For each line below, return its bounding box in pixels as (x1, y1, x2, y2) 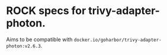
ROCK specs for (6, 4, 86, 18)
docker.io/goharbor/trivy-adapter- (73, 37, 162, 43)
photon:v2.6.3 (6, 43, 41, 49)
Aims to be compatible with (6, 36, 73, 43)
